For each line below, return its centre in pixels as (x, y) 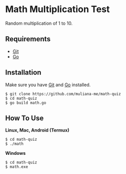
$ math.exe (17, 167)
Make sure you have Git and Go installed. (48, 85)
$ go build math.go (26, 103)
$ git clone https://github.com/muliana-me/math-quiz (63, 94)
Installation (23, 72)
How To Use (25, 118)
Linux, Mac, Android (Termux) (37, 130)
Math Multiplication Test (58, 9)
